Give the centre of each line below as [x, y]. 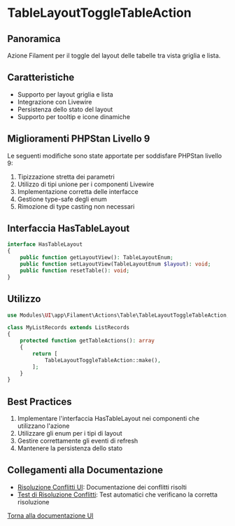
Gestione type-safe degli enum [62, 199]
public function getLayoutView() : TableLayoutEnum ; [97, 258]
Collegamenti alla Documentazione [85, 470]
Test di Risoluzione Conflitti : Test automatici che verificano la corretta [117, 494]
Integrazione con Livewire [55, 102]
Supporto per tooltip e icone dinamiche [74, 116]
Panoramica [34, 39]
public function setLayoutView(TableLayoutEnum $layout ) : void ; [115, 264]
